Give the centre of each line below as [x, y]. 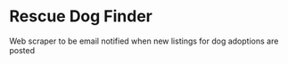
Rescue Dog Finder [81, 16]
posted [22, 50]
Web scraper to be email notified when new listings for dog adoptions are [144, 41]
